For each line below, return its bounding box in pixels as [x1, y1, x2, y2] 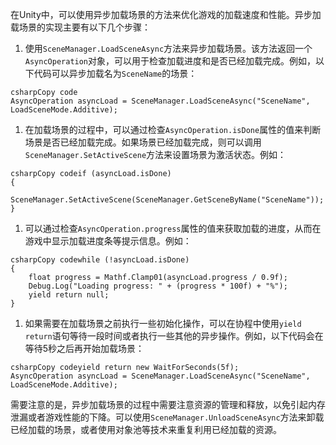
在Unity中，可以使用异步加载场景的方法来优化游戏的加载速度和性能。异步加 [10, 9, 322, 20]
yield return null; [28, 290, 110, 300]
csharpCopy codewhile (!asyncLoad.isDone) [10, 255, 190, 265]
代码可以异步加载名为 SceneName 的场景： [33, 68, 198, 79]
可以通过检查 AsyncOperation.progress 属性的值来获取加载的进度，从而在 [24, 223, 322, 234]
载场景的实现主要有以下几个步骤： [10, 21, 151, 33]
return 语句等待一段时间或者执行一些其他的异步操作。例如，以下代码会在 [24, 330, 324, 342]
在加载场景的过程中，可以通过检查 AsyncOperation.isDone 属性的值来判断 [24, 124, 322, 135]
